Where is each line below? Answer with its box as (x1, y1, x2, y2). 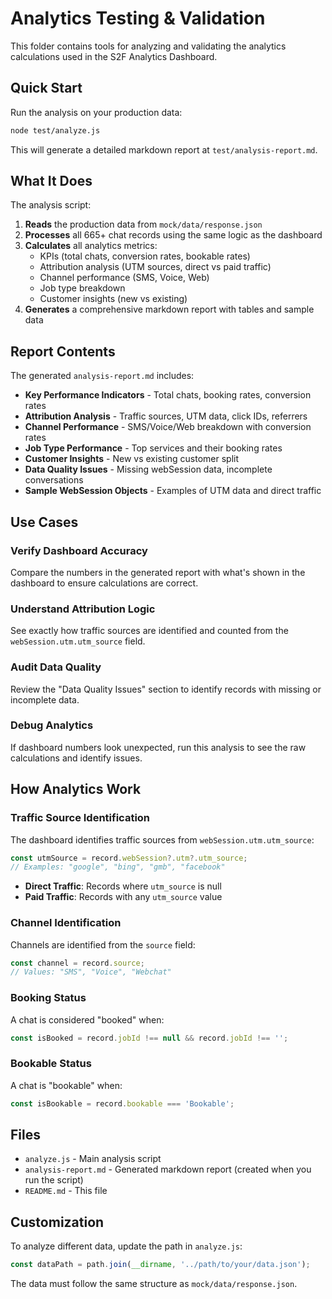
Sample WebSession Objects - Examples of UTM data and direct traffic (24, 485, 322, 497)
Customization (10, 1213, 105, 1231)
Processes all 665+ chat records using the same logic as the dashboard (24, 229, 323, 241)
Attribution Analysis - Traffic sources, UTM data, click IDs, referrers (24, 410, 308, 422)
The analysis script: (10, 199, 92, 211)
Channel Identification (10, 916, 122, 930)
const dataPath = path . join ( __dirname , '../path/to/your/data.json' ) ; (10, 1260, 311, 1270)
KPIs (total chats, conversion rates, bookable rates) (39, 250, 251, 262)
